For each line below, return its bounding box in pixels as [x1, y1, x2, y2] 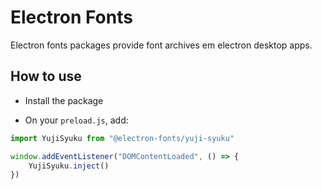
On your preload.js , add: [24, 114, 129, 126]
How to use [10, 68, 82, 85]
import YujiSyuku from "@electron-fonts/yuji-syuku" [10, 133, 235, 143]
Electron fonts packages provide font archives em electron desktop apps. [10, 39, 313, 51]
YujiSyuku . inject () [28, 161, 110, 171]
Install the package [24, 94, 104, 106]
